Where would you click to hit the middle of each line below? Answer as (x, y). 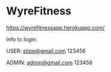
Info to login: (22, 39)
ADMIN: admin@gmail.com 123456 (49, 62)
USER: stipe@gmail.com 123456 (46, 51)
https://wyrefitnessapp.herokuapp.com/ (55, 28)
